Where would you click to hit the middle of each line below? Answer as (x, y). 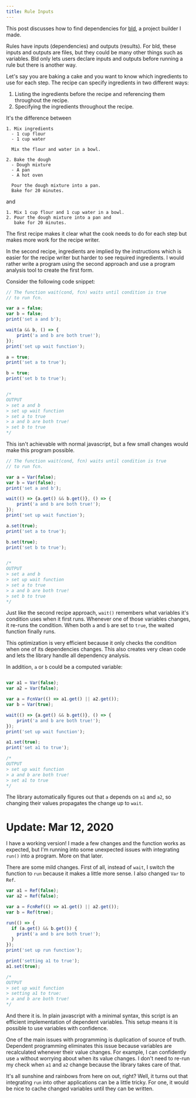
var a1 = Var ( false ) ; (33, 683)
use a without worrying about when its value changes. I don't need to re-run (98, 1059)
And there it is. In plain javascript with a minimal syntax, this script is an (92, 1016)
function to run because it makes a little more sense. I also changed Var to (95, 873)
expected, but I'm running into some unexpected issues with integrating (93, 850)
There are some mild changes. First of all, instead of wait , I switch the (90, 868)
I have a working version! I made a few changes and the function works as (96, 843)
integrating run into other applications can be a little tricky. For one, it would (97, 1083)
